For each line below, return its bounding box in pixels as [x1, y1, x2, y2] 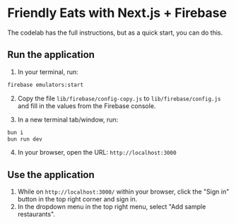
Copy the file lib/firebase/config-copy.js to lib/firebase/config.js [17, 94, 221, 102]
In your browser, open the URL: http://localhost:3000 [17, 148, 177, 157]
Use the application [7, 168, 95, 181]
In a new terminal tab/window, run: [17, 115, 119, 124]
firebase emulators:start [7, 81, 83, 88]
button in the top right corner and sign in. [17, 195, 138, 204]
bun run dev [7, 136, 42, 143]
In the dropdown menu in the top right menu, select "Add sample [17, 203, 206, 211]
